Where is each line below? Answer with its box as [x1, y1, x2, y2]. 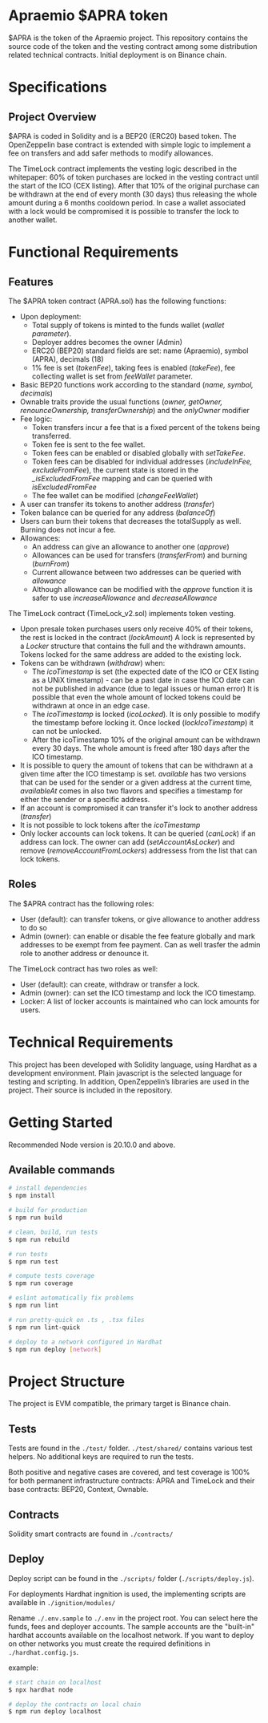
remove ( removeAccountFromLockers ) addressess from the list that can [19, 845, 258, 855]
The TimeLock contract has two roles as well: [8, 963, 158, 973]
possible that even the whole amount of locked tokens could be [31, 692, 242, 702]
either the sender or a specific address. [19, 794, 150, 804]
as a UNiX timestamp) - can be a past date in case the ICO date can [31, 675, 255, 684]
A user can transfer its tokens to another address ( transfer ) [19, 499, 214, 509]
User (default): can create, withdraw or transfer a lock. [19, 979, 200, 989]
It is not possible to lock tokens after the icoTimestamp [19, 820, 201, 829]
